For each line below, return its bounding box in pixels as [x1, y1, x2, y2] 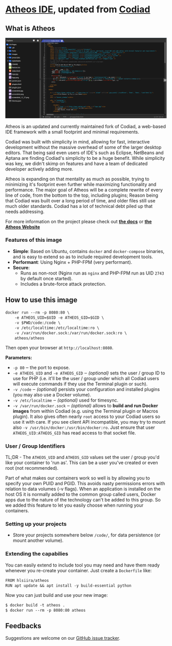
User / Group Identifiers [5, 442, 66, 449]
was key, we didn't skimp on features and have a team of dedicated [5, 160, 148, 166]
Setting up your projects [5, 520, 67, 527]
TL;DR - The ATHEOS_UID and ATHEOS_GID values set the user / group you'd [5, 454, 160, 460]
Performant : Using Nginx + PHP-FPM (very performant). [12, 259, 133, 265]
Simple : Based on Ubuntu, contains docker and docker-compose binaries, [12, 248, 165, 254]
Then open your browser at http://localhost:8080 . [5, 344, 114, 350]
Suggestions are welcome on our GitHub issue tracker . [5, 635, 120, 641]
